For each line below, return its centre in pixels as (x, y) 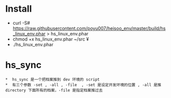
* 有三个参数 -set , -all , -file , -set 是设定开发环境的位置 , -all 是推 (83, 85)
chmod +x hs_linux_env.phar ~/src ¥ (51, 39)
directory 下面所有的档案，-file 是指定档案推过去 (54, 90)
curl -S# (21, 23)
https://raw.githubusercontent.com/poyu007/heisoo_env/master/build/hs (89, 28)
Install (19, 9)
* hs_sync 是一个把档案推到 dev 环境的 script (53, 79)
